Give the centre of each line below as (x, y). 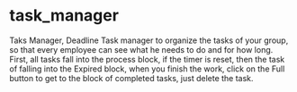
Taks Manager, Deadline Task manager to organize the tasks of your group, (149, 40)
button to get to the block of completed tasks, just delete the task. (131, 78)
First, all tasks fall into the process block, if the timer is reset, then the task (147, 59)
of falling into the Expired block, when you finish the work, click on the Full (147, 69)
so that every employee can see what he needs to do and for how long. (141, 49)
